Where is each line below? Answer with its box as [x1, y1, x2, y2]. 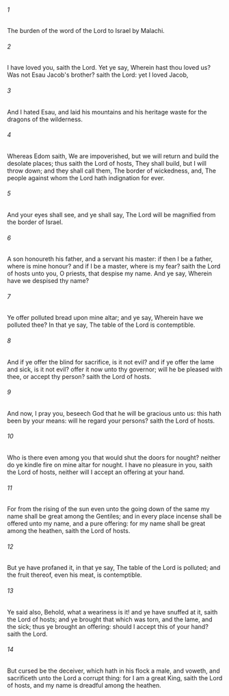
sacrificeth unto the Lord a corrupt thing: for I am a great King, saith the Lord [7, 673, 223, 682]
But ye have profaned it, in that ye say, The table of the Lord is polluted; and [7, 564, 221, 572]
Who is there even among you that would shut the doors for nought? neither [7, 453, 221, 462]
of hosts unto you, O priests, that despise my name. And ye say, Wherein [7, 269, 212, 277]
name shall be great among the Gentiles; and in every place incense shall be [7, 512, 222, 521]
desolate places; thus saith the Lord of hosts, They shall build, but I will [7, 159, 207, 167]
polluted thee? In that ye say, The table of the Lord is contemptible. [7, 321, 196, 329]
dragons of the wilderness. [7, 115, 83, 123]
